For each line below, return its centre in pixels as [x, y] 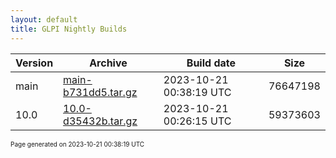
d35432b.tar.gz [100, 121]
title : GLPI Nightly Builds [69, 29]
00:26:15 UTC [197, 121]
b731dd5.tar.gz [100, 92]
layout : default [44, 19]
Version [34, 63]
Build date [211, 63]
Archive [108, 63]
